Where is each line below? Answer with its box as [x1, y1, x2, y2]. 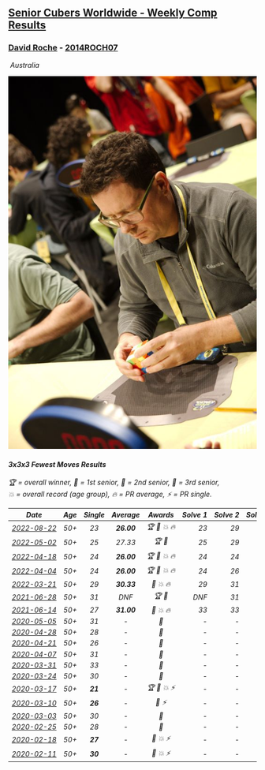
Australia [9, 60, 39, 69]
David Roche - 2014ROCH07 [8, 43, 118, 54]
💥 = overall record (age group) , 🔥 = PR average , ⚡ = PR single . [8, 489, 212, 499]
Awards [147, 510, 174, 519]
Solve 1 [181, 510, 207, 519]
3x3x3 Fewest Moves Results [8, 459, 106, 469]
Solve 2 [214, 510, 240, 519]
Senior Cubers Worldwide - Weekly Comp [8, 6, 218, 20]
